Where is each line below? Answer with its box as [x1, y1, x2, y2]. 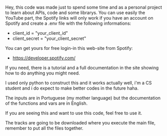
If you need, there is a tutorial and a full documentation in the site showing [5, 65, 159, 71]
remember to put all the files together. [5, 125, 84, 131]
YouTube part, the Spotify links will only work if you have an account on [5, 15, 153, 21]
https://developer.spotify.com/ [12, 55, 75, 61]
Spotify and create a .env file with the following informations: [5, 20, 132, 26]
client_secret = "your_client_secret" [12, 35, 87, 41]
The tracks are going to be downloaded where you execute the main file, [5, 120, 156, 125]
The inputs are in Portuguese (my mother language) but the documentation [5, 95, 161, 101]
